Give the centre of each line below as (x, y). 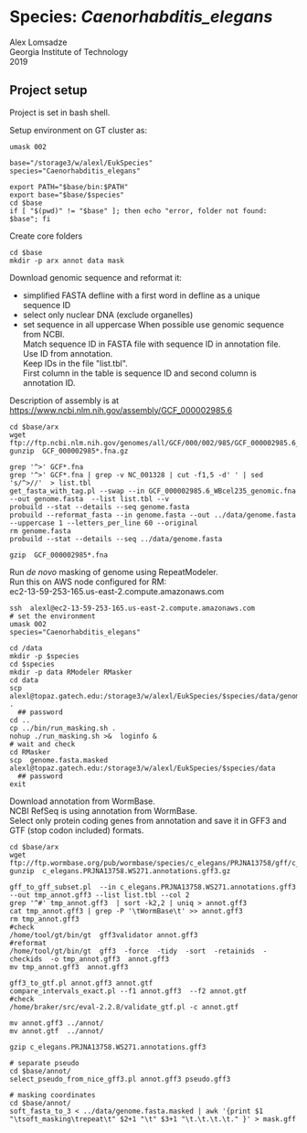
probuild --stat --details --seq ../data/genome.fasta (116, 539)
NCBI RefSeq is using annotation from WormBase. (104, 810)
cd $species (32, 664)
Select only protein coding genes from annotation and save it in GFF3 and (148, 820)
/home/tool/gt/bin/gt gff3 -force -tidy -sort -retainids (132, 951)
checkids (26, 959)
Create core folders (46, 236)
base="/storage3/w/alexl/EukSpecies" (81, 163)
